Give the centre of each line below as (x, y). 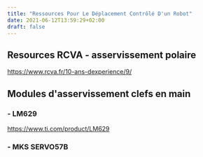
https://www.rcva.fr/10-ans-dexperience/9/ (70, 72)
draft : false (26, 27)
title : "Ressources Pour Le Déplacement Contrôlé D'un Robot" (100, 14)
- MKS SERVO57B (38, 147)
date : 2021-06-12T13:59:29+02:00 (56, 20)
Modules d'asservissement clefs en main (99, 94)
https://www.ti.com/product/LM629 (58, 128)
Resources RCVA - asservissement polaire (102, 55)
